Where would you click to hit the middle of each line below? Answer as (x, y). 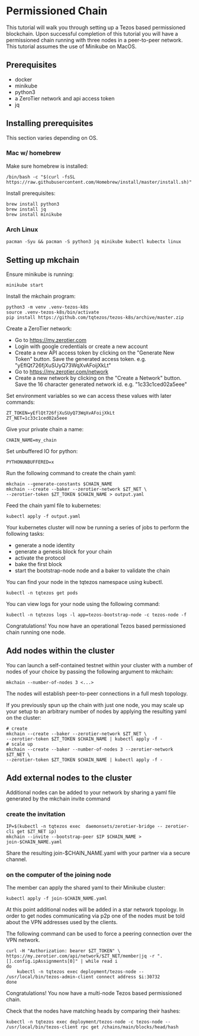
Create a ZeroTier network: (39, 328)
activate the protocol (40, 558)
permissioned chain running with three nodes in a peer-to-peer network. (94, 40)
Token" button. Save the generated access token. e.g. (80, 359)
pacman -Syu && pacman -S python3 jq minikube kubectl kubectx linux (94, 242)
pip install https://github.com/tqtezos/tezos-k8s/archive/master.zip (95, 317)
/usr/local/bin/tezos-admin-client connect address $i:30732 (83, 977)
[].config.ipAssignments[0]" (42, 962)
